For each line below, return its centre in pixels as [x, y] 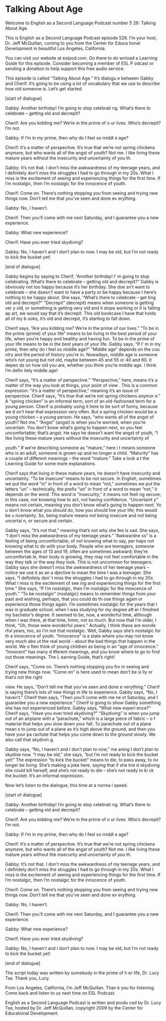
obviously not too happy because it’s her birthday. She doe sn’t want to [78, 287]
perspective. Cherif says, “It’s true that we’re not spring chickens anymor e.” [83, 395]
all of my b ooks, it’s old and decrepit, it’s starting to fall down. [68, 318]
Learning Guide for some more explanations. [51, 464]
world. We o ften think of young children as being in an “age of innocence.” [82, 646]
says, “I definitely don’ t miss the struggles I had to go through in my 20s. [80, 578]
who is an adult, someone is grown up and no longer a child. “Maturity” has [82, 453]
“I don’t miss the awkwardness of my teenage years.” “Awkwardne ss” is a [81, 536]
